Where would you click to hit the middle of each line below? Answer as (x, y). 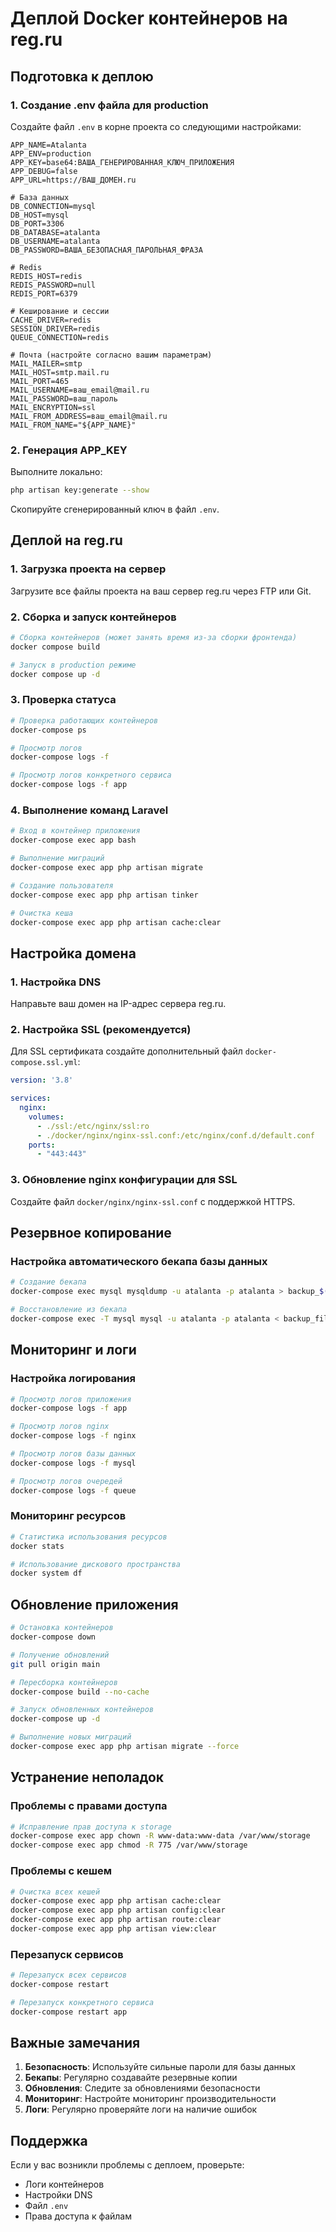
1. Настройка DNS (56, 982)
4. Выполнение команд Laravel (89, 810)
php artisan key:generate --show (80, 490)
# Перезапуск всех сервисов (69, 1975)
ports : (42, 1145)
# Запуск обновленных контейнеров (82, 1710)
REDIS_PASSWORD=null (53, 285)
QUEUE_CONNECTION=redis (60, 337)
